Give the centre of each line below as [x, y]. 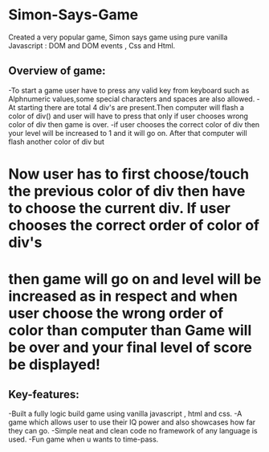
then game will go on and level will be [135, 279]
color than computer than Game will [130, 331]
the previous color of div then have [127, 191]
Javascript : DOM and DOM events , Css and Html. [92, 45]
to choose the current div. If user [120, 208]
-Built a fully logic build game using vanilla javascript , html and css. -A [125, 413]
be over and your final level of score [130, 348]
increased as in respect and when [123, 296]
